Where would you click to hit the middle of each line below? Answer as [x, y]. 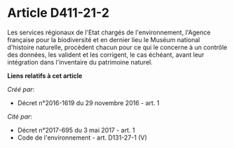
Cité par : [20, 116]
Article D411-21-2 [58, 13]
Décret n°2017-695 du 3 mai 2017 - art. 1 [76, 130]
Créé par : [21, 89]
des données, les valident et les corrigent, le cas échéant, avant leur [106, 55]
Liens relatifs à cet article [45, 76]
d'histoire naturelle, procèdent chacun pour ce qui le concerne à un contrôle [117, 47]
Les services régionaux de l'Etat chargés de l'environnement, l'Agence [109, 32]
